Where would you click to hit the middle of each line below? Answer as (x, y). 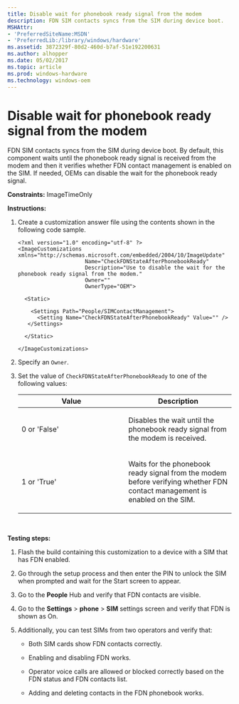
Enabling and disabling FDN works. (80, 658)
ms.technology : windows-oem (49, 80)
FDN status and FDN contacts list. (78, 679)
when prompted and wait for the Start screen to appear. (99, 581)
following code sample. (52, 230)
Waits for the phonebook (169, 464)
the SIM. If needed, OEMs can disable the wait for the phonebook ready (112, 173)
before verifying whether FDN (178, 482)
